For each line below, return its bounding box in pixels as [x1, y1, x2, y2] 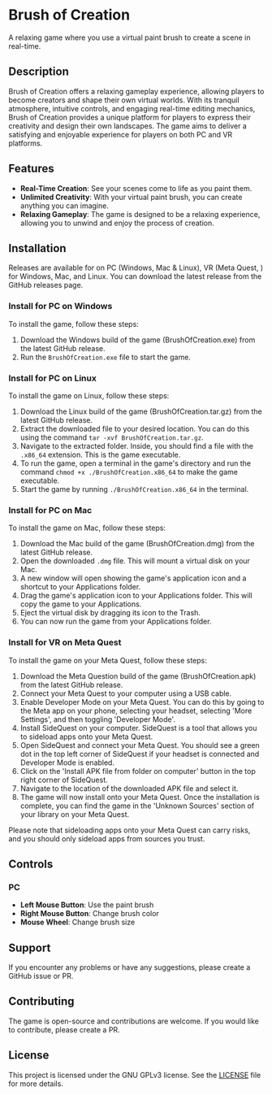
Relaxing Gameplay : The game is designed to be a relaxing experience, [19, 209, 261, 219]
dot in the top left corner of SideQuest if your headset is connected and [19, 749, 260, 758]
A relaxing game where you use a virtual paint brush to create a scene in [8, 33, 251, 42]
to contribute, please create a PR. [8, 1024, 120, 1034]
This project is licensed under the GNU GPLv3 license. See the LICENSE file [8, 1070, 261, 1080]
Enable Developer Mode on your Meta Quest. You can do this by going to [19, 697, 265, 706]
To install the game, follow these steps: [8, 319, 140, 328]
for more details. [8, 1079, 63, 1088]
